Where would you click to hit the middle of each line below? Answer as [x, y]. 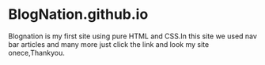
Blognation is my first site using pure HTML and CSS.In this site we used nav [132, 36]
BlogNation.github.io [78, 14]
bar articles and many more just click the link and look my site [109, 44]
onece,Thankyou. [36, 52]
